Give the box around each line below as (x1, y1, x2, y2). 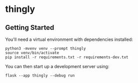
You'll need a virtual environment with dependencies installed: (5, 36, 133, 42)
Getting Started (5, 23, 54, 32)
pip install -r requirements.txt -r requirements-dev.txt (5, 55, 128, 60)
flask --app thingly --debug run (5, 73, 75, 78)
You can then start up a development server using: (5, 64, 109, 69)
